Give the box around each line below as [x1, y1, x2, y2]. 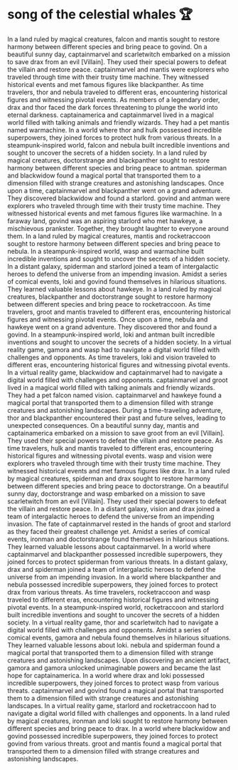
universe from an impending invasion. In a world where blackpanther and [7, 573, 222, 581]
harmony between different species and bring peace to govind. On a [7, 42, 207, 51]
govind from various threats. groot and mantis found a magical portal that [7, 739, 222, 748]
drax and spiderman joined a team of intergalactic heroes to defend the [7, 565, 216, 573]
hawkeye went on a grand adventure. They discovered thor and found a [7, 322, 217, 331]
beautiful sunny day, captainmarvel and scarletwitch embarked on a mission [7, 50, 231, 58]
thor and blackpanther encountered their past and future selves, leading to [7, 414, 226, 422]
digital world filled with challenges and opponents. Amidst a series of [7, 625, 210, 634]
